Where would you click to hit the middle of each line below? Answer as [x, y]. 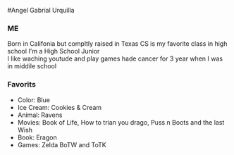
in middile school [32, 66]
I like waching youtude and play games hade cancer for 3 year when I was [115, 58]
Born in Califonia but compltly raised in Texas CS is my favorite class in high [117, 44]
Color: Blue [34, 100]
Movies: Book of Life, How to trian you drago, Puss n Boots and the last [121, 122]
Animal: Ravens [40, 115]
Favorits [22, 85]
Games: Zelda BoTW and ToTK [62, 144]
